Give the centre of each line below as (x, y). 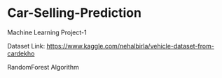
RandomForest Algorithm (43, 67)
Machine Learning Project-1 (47, 32)
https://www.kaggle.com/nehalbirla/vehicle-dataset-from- (131, 46)
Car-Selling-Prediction (75, 13)
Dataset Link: (26, 46)
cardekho (21, 53)
